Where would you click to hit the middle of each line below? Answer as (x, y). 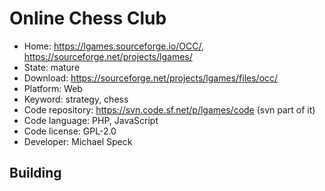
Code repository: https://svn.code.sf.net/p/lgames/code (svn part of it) (169, 109)
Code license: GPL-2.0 (70, 131)
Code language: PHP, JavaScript (91, 120)
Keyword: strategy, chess (76, 99)
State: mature (52, 67)
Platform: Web (53, 88)
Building (35, 173)
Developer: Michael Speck (78, 141)
